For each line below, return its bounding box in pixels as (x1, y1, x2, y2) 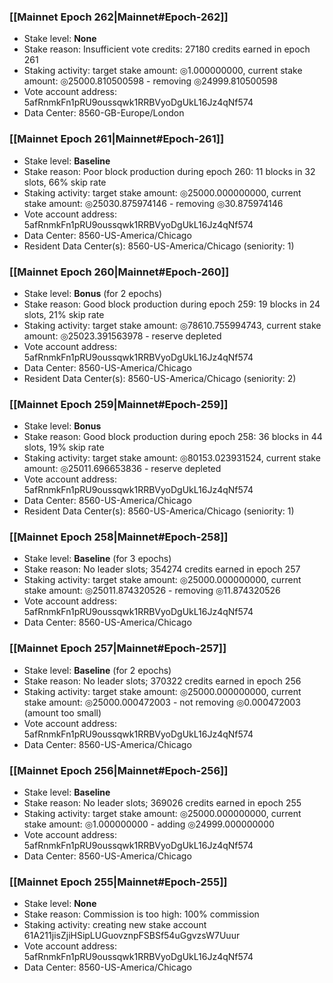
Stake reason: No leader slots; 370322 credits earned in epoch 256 (23, 675, 302, 687)
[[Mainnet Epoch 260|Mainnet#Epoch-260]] (9, 265, 230, 279)
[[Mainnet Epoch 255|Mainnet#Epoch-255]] (9, 875, 228, 889)
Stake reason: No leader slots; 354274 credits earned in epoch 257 (23, 563, 301, 575)
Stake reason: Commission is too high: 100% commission (23, 908, 260, 920)
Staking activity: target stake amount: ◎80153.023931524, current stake (23, 452, 321, 464)
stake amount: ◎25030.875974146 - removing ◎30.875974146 (23, 197, 284, 209)
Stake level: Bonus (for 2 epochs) (23, 287, 163, 299)
